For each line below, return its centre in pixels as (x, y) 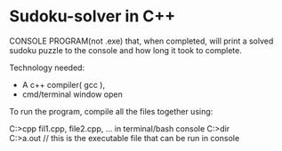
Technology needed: (47, 68)
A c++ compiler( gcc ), (63, 84)
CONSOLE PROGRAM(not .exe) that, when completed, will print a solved (141, 41)
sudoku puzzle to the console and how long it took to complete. (126, 50)
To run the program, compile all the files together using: (111, 111)
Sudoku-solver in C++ (93, 16)
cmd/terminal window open (72, 94)
